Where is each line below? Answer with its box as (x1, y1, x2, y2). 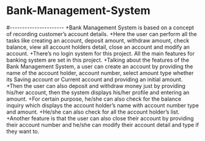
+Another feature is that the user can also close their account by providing (6, 114, 194, 122)
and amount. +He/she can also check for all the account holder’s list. (6, 108, 180, 115)
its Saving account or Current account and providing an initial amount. (6, 76, 183, 83)
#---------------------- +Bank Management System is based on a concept (6, 24, 195, 31)
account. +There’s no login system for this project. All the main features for (6, 49, 195, 57)
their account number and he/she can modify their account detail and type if (6, 121, 199, 128)
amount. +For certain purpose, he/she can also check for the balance (6, 95, 182, 103)
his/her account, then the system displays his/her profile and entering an (6, 89, 190, 96)
